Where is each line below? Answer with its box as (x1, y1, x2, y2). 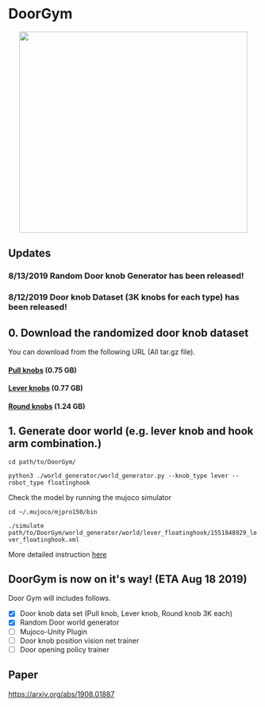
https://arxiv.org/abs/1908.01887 (8, 689, 115, 698)
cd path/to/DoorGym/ (8, 457, 77, 466)
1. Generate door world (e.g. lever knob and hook (8, 425, 254, 438)
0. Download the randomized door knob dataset (8, 326, 249, 339)
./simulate (8, 522, 44, 529)
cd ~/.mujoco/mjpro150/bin (8, 508, 98, 516)
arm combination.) (8, 437, 102, 450)
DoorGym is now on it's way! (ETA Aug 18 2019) (8, 572, 248, 586)
